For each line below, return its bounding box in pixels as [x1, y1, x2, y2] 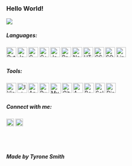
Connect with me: [6, 103, 52, 110]
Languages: [6, 32, 38, 39]
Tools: [6, 67, 22, 74]
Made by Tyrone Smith [6, 153, 65, 160]
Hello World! [6, 4, 44, 13]
